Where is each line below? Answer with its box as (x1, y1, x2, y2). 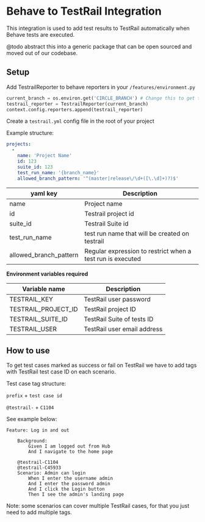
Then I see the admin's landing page (28, 491, 124, 498)
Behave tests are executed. (6, 31, 75, 38)
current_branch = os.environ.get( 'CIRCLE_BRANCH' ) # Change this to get (6, 95, 195, 101)
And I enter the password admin (28, 481, 111, 487)
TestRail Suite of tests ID (84, 315, 154, 323)
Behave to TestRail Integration (6, 4, 162, 18)
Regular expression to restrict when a (84, 246, 192, 255)
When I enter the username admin (28, 476, 113, 482)
